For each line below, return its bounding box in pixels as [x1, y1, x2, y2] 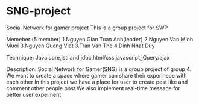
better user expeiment [6, 91, 62, 98]
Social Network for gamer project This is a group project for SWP [6, 24, 168, 31]
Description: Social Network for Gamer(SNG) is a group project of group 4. [6, 65, 192, 73]
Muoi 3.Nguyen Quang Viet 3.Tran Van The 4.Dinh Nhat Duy [6, 42, 155, 49]
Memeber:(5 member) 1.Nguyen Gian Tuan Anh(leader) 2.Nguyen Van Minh [6, 35, 194, 43]
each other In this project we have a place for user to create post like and [6, 78, 188, 85]
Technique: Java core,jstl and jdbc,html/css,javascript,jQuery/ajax [6, 54, 170, 61]
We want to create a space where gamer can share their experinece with [6, 72, 187, 79]
